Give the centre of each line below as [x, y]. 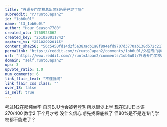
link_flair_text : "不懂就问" [34, 79]
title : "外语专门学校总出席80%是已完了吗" [44, 10]
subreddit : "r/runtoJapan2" [34, 14]
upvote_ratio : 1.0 [24, 70]
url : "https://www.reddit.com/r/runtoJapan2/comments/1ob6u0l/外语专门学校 [83, 56]
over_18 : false [21, 88]
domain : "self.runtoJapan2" [34, 60]
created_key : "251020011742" [35, 38]
